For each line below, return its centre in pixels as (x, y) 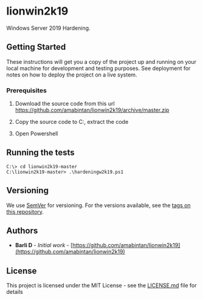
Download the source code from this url (65, 104)
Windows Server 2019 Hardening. (48, 28)
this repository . (25, 211)
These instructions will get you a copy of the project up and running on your (101, 61)
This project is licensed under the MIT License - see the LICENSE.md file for (101, 285)
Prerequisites (26, 90)
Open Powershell (36, 134)
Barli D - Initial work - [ (44, 245)
